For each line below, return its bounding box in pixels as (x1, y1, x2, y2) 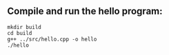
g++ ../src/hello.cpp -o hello (7, 36, 97, 43)
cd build (7, 30, 32, 36)
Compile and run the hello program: (7, 5, 163, 17)
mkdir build (7, 23, 41, 30)
